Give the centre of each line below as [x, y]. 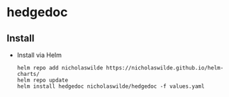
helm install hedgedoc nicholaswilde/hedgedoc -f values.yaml [111, 86]
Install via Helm [39, 55]
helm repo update [43, 80]
